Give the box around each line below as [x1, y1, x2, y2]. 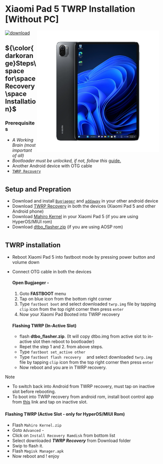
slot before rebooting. [12, 389, 56, 395]
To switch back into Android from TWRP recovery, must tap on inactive [12, 383, 155, 389]
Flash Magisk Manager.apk [12, 448, 64, 454]
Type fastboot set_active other [19, 349, 86, 355]
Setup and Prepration [5, 185, 71, 193]
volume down [12, 259, 40, 265]
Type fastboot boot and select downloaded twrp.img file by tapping [19, 301, 156, 307]
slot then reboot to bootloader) [33, 339, 95, 344]
